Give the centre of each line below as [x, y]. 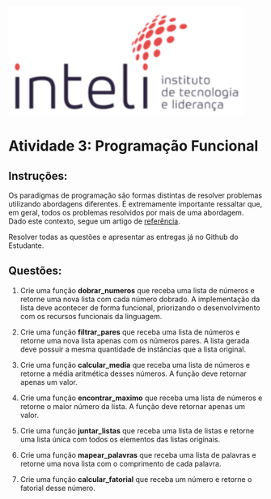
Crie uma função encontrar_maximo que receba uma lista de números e [141, 398]
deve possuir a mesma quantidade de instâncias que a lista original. [133, 349]
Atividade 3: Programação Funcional [133, 146]
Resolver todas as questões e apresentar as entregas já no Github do [123, 237]
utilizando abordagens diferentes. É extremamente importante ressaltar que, [135, 204]
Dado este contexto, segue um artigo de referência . [94, 221]
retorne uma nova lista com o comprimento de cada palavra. [121, 463]
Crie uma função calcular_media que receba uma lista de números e [135, 365]
